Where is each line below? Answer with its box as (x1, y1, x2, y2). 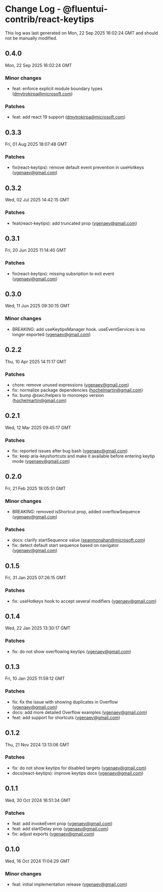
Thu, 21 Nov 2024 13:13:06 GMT (5, 741, 70, 747)
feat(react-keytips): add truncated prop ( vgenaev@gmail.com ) (12, 220, 137, 226)
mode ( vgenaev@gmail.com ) (12, 458, 71, 464)
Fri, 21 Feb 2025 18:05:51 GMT (5, 485, 66, 491)
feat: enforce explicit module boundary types (12, 86, 103, 91)
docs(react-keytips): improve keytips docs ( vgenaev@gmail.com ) (12, 770, 144, 776)
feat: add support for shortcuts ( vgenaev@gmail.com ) (12, 715, 121, 720)
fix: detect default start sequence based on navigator (12, 543, 119, 548)
